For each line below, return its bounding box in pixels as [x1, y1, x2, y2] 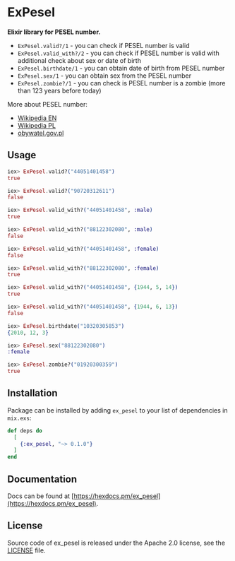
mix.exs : [7, 413, 32, 422]
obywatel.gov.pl [17, 129, 64, 137]
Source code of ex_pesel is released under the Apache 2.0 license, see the [7, 538, 226, 547]
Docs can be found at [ [7, 492, 74, 500]
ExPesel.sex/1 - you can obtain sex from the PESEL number [17, 71, 192, 80]
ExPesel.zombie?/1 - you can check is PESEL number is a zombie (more [17, 78, 226, 87]
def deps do [7, 427, 42, 435]
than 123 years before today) [17, 86, 102, 95]
